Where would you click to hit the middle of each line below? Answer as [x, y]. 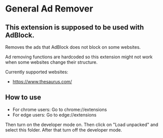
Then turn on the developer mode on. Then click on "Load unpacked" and [82, 124]
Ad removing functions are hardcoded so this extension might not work [79, 57]
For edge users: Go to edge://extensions [54, 115]
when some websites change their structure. [52, 62]
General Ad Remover [49, 9]
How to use [23, 98]
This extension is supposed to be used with [75, 27]
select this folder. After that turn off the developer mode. [64, 130]
